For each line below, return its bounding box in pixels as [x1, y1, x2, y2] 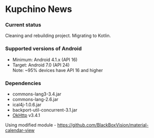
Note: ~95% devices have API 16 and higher [12, 67, 103, 73]
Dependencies [5, 79, 41, 86]
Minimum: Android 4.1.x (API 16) [12, 56, 78, 62]
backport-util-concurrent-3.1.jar [12, 107, 78, 113]
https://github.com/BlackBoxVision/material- [57, 122, 149, 128]
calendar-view [5, 127, 35, 133]
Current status [5, 21, 41, 28]
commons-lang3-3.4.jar [12, 91, 61, 97]
